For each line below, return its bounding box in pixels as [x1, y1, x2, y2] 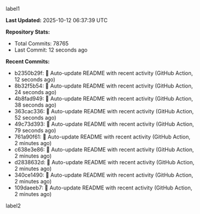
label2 [5, 202, 21, 209]
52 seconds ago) [14, 114, 56, 121]
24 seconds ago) [14, 89, 57, 95]
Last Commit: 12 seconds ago [14, 46, 88, 53]
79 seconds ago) [14, 127, 56, 134]
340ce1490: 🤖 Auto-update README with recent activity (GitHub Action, [14, 171, 193, 179]
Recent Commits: [5, 58, 50, 65]
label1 [5, 5, 20, 12]
